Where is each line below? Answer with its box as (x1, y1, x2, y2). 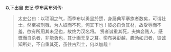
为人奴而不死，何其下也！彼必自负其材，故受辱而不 (53, 22, 162, 28)
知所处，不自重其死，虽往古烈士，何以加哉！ (17, 41, 113, 47)
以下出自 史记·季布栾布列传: (5, 5, 63, 10)
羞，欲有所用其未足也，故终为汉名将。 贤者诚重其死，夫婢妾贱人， (17, 28, 159, 34)
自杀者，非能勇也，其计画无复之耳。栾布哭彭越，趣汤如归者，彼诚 (27, 35, 166, 41)
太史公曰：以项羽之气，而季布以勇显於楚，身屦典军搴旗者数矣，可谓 (17, 15, 162, 22)
